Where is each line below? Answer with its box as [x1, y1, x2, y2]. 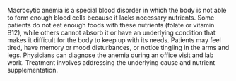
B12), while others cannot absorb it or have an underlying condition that [7, 28, 216, 37]
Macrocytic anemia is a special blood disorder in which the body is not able [7, 6, 227, 14]
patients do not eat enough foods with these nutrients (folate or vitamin [7, 21, 215, 29]
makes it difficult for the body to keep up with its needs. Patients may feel [7, 36, 221, 44]
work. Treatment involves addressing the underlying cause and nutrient [7, 58, 216, 66]
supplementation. [7, 66, 59, 74]
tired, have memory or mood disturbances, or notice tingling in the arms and [7, 44, 230, 51]
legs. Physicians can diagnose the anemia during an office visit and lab [7, 51, 214, 59]
